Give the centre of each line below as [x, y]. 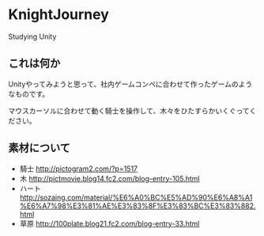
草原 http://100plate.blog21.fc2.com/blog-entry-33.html [109, 223]
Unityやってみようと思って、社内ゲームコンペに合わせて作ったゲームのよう [130, 84]
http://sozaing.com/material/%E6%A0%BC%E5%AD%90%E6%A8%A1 [136, 197]
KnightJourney [58, 15]
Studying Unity [32, 36]
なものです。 [29, 93]
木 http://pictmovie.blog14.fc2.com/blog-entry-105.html [109, 178]
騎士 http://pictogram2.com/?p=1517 [79, 169]
